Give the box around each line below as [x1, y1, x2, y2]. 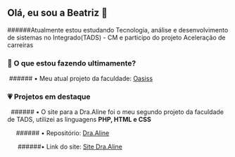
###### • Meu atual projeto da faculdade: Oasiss [8, 75, 153, 83]
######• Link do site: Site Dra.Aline [17, 142, 123, 151]
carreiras [7, 40, 34, 49]
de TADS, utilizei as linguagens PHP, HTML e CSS [7, 115, 151, 124]
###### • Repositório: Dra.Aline [15, 129, 110, 137]
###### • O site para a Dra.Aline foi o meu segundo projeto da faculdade [10, 108, 224, 116]
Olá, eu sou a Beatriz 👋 [7, 7, 108, 19]
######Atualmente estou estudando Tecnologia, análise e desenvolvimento [7, 25, 229, 34]
